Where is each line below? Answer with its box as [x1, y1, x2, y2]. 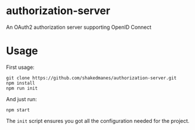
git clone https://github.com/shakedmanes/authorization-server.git [6, 75, 177, 81]
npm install [6, 80, 35, 86]
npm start [6, 107, 30, 113]
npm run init [6, 85, 38, 91]
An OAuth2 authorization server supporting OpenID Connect [6, 24, 152, 31]
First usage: [6, 64, 35, 71]
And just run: [6, 95, 37, 102]
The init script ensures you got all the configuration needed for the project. [6, 117, 190, 124]
